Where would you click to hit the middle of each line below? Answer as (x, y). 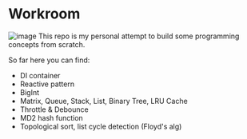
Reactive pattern (47, 84)
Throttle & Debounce (54, 109)
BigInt (30, 92)
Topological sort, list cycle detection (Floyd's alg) (101, 126)
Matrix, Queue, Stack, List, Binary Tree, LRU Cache (104, 101)
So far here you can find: (49, 60)
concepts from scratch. (47, 44)
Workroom (44, 14)
